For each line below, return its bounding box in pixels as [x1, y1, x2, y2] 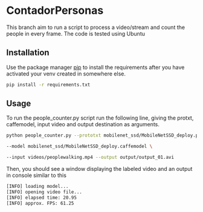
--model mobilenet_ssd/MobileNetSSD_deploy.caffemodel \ [6, 143, 153, 150]
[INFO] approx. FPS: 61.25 [6, 200, 74, 206]
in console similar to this [6, 172, 66, 179]
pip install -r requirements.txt [6, 82, 91, 88]
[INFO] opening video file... [6, 188, 83, 195]
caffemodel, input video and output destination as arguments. [6, 121, 160, 128]
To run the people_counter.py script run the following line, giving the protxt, [6, 114, 194, 121]
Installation [6, 48, 50, 58]
